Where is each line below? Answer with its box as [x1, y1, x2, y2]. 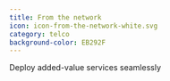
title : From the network [9, 12, 102, 22]
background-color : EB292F [9, 37, 106, 47]
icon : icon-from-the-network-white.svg [9, 21, 158, 30]
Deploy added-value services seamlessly [9, 62, 162, 73]
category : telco [9, 29, 70, 38]
